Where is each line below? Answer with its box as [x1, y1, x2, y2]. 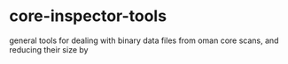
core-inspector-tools [9, 6, 167, 26]
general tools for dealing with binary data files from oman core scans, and [9, 35, 279, 46]
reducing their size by [9, 44, 89, 54]
